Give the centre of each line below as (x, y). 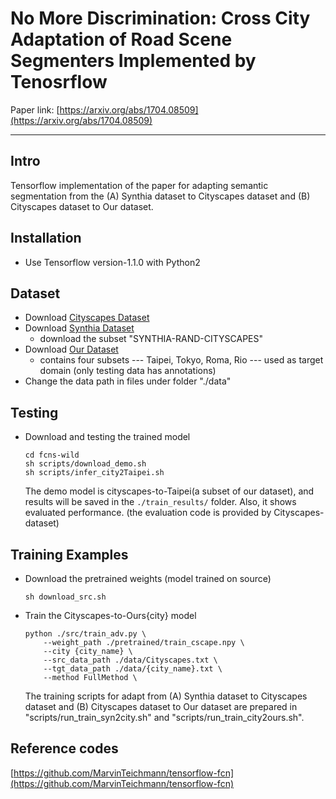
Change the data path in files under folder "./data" (128, 381)
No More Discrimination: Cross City (160, 18)
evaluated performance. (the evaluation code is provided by (148, 513)
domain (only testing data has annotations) (128, 371)
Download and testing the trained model (107, 437)
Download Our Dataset (71, 349)
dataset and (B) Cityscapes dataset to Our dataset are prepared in (161, 706)
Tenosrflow (59, 82)
